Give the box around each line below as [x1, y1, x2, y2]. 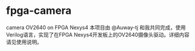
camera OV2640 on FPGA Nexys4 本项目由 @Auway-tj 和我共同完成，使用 [6, 24, 186, 31]
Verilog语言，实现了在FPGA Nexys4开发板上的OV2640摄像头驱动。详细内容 [6, 31, 190, 38]
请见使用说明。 [6, 38, 42, 45]
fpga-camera [6, 4, 72, 17]
